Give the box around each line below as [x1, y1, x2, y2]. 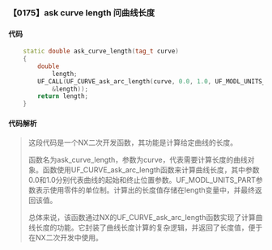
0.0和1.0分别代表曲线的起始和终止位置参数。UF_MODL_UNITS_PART [28, 176, 257, 185]
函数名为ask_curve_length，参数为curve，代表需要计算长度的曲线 [28, 155, 249, 165]
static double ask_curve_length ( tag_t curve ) [23, 47, 180, 56]
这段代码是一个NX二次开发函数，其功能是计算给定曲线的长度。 [28, 138, 237, 147]
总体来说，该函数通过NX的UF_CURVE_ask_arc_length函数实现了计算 [28, 213, 257, 222]
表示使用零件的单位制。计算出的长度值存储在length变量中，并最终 [35, 185, 256, 195]
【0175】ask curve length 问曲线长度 [8, 6, 155, 18]
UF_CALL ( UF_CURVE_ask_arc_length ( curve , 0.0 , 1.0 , [37, 77, 212, 86]
